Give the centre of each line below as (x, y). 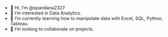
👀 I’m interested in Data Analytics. (46, 13)
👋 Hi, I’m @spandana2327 (37, 8)
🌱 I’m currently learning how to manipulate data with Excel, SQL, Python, (86, 18)
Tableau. (19, 23)
